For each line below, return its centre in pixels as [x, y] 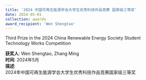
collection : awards [26, 19]
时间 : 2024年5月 [22, 60]
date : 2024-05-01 [23, 14]
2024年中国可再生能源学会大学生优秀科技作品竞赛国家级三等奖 [70, 72]
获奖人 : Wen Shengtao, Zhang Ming [42, 53]
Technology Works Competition [38, 43]
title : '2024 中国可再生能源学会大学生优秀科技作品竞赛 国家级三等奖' [71, 10]
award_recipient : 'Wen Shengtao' [40, 24]
